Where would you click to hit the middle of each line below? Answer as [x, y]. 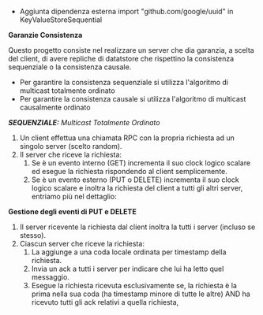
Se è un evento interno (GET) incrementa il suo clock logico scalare [141, 163]
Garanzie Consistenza [45, 35]
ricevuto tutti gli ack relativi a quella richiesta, [105, 302]
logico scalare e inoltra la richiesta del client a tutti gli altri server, [137, 188]
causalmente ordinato [55, 107]
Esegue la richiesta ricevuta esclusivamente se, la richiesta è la [134, 285]
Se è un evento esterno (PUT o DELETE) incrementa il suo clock [135, 180]
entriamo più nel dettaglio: [74, 196]
